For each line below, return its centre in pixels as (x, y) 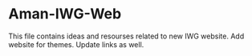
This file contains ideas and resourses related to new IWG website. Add (126, 36)
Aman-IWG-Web (65, 14)
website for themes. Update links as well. (76, 44)
